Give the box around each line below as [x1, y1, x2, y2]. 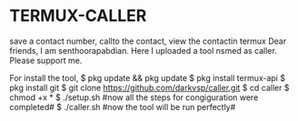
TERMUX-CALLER [9, 5, 147, 26]
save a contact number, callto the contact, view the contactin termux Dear [9, 35, 287, 46]
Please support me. [9, 55, 83, 66]
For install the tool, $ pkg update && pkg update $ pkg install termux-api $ [9, 72, 286, 83]
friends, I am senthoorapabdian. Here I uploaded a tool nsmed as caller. [9, 45, 277, 55]
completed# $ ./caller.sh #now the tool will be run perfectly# [9, 101, 236, 112]
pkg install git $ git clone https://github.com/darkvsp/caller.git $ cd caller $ [9, 82, 290, 93]
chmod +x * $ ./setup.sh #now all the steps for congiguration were [9, 92, 259, 103]
